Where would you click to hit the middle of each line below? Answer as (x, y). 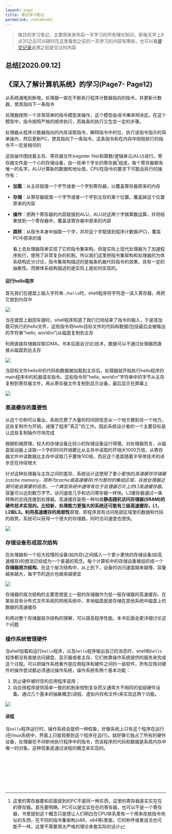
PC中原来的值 (27, 238)
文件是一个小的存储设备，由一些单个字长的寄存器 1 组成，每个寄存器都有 (89, 162)
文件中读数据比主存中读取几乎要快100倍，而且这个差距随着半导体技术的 (85, 456)
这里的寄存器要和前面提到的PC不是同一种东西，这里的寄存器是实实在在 (87, 801)
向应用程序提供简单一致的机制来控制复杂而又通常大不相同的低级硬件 (84, 687)
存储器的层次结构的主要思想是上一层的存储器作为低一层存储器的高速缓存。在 (86, 594)
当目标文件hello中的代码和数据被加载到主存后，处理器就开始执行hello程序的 (85, 371)
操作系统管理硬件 (26, 639)
